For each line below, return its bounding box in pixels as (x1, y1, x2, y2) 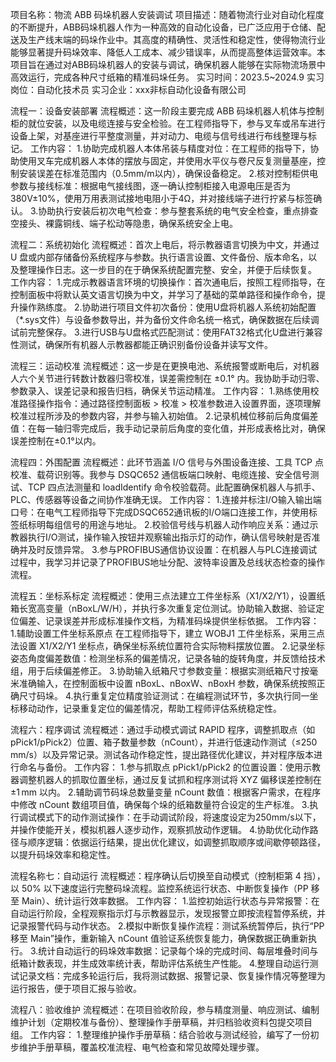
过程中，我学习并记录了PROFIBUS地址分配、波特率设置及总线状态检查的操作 (10, 556, 326, 568)
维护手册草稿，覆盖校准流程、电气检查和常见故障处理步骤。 (18, 1041, 265, 1053)
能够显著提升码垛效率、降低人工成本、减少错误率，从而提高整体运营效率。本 (10, 46, 326, 58)
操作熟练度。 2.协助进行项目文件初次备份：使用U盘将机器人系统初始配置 (18, 301, 317, 313)
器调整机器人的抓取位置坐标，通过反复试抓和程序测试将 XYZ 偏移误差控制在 (10, 774, 322, 785)
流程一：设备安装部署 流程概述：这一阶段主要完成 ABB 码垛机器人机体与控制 (10, 105, 325, 117)
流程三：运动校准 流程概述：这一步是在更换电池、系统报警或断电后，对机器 (10, 360, 320, 372)
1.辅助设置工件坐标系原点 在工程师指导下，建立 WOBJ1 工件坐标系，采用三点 (10, 628, 325, 639)
